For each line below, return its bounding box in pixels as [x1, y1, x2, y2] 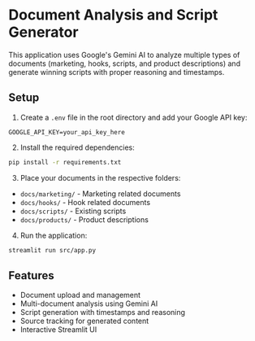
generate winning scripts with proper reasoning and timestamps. [8, 67, 225, 77]
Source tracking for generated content [19, 316, 149, 326]
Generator [8, 23, 79, 42]
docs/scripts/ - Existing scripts [19, 206, 127, 216]
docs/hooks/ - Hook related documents [19, 197, 151, 207]
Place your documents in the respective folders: [19, 173, 181, 182]
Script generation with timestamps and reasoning [19, 308, 185, 317]
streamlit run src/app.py [8, 246, 96, 254]
